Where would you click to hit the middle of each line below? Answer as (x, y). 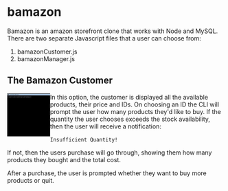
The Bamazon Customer (60, 81)
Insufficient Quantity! (84, 139)
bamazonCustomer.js (47, 52)
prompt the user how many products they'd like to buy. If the (136, 111)
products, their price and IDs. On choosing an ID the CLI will (135, 104)
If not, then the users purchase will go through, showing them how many (110, 153)
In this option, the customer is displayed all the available (129, 97)
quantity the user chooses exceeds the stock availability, (130, 119)
